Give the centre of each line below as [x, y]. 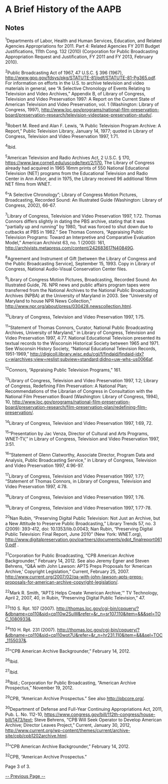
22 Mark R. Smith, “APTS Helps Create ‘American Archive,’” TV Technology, [82, 592]
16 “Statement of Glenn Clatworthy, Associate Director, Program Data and [80, 454]
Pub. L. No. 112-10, [24, 714]
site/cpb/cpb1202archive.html [36, 735]
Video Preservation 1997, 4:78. [36, 487]
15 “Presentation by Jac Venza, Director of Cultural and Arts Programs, [77, 433]
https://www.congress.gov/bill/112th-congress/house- [100, 714]
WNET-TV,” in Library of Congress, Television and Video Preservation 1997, [82, 439]
